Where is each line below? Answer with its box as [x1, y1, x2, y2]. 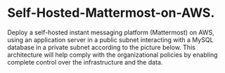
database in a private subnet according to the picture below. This [7, 43, 195, 51]
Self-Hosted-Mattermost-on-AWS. [7, 5, 215, 21]
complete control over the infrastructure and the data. [7, 58, 163, 66]
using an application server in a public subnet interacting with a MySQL [7, 35, 214, 44]
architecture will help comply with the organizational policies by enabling [7, 51, 218, 59]
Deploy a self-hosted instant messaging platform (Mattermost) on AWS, [7, 28, 214, 36]
